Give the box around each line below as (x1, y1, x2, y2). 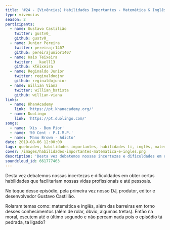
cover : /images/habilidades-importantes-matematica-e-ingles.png (5, 149, 146, 154)
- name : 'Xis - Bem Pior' (10, 125, 65, 130)
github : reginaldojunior (14, 78, 67, 83)
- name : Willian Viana (10, 83, 58, 88)
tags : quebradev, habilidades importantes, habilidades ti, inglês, (5, 144, 153, 150)
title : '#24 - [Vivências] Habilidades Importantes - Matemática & (5, 7, 151, 13)
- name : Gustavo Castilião (10, 26, 67, 31)
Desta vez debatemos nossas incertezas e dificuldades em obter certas (5, 172, 155, 178)
